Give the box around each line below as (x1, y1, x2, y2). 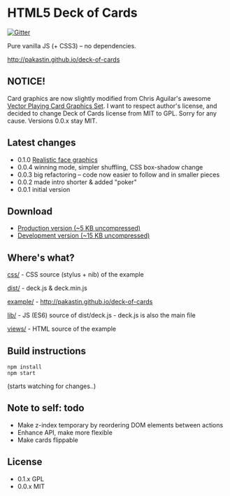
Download (7, 205, 52, 217)
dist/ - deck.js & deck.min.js (7, 284, 87, 292)
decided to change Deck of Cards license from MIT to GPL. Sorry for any (7, 109, 217, 117)
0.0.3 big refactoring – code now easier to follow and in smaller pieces (17, 170, 220, 179)
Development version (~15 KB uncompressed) (17, 231, 150, 240)
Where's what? (7, 252, 75, 263)
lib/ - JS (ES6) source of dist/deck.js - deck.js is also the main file (7, 311, 196, 319)
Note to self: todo (7, 402, 85, 414)
